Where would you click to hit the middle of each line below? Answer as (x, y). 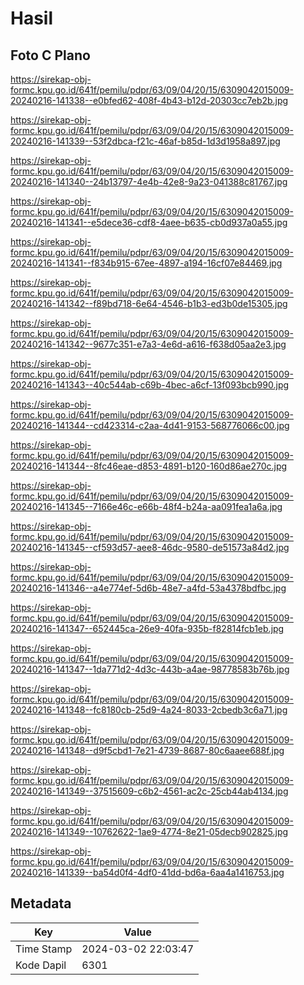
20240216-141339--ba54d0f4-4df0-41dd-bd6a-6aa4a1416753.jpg (147, 872)
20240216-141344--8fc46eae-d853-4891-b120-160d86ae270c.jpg (149, 466)
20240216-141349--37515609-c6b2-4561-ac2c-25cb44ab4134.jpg (149, 791)
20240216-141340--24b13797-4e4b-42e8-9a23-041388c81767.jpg (149, 181)
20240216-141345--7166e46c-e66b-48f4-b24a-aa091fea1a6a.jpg (146, 506)
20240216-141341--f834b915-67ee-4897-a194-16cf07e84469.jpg (146, 263)
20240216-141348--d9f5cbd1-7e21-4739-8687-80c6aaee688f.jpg (147, 750)
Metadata (41, 903)
